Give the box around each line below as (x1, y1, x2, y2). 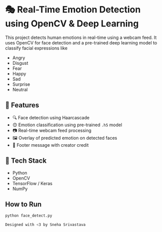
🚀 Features (5, 101, 39, 110)
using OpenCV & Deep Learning (5, 18, 139, 29)
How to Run (5, 200, 42, 209)
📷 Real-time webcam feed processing (12, 127, 92, 133)
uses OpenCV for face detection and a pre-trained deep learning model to (5, 39, 158, 45)
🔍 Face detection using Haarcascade (12, 114, 90, 120)
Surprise (12, 81, 30, 87)
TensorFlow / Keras (12, 180, 53, 186)
